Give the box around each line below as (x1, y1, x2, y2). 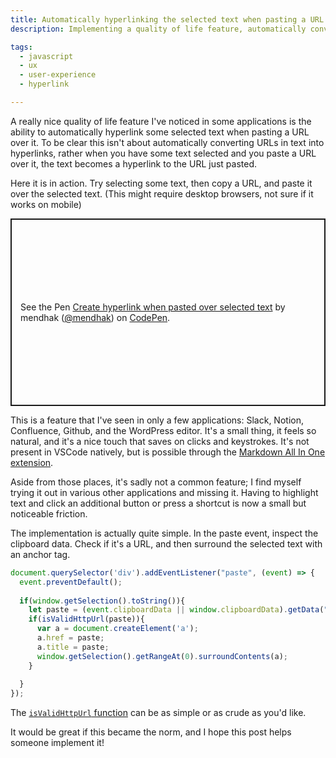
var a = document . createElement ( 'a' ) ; (36, 624, 199, 634)
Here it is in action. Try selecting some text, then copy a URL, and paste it (10, 177, 313, 189)
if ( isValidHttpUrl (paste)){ (28, 614, 145, 625)
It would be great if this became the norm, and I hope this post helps (10, 726, 292, 738)
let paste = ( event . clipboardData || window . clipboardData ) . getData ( (28, 605, 325, 615)
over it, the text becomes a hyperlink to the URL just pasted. (10, 157, 257, 170)
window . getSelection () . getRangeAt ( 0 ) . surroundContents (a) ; (36, 651, 288, 661)
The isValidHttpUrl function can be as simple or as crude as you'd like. (10, 707, 307, 719)
